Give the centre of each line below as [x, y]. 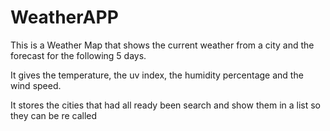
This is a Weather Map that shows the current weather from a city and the [162, 45]
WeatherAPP [64, 17]
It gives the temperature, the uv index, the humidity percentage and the [157, 75]
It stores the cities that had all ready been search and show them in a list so [166, 105]
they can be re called [54, 115]
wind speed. [36, 85]
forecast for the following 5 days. [78, 55]
